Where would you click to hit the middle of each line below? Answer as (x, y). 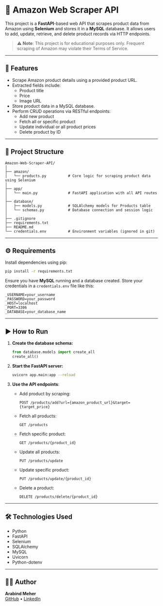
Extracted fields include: (36, 85)
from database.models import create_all (53, 352)
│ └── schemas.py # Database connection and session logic (79, 210)
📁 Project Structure (34, 152)
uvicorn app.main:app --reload (44, 375)
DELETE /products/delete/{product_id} (58, 497)
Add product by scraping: (45, 393)
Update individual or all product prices (57, 127)
